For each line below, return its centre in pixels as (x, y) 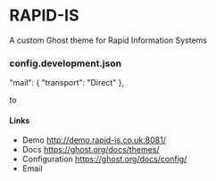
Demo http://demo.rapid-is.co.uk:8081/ (94, 140)
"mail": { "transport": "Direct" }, (67, 83)
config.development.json (66, 63)
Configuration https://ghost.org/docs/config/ (104, 159)
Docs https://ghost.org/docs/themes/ (91, 150)
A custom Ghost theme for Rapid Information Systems (108, 40)
